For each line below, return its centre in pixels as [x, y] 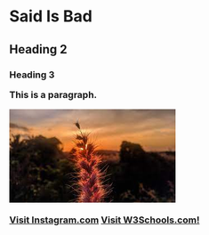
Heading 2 [39, 49]
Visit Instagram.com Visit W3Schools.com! [104, 220]
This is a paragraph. [53, 94]
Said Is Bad [51, 16]
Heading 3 [32, 75]
